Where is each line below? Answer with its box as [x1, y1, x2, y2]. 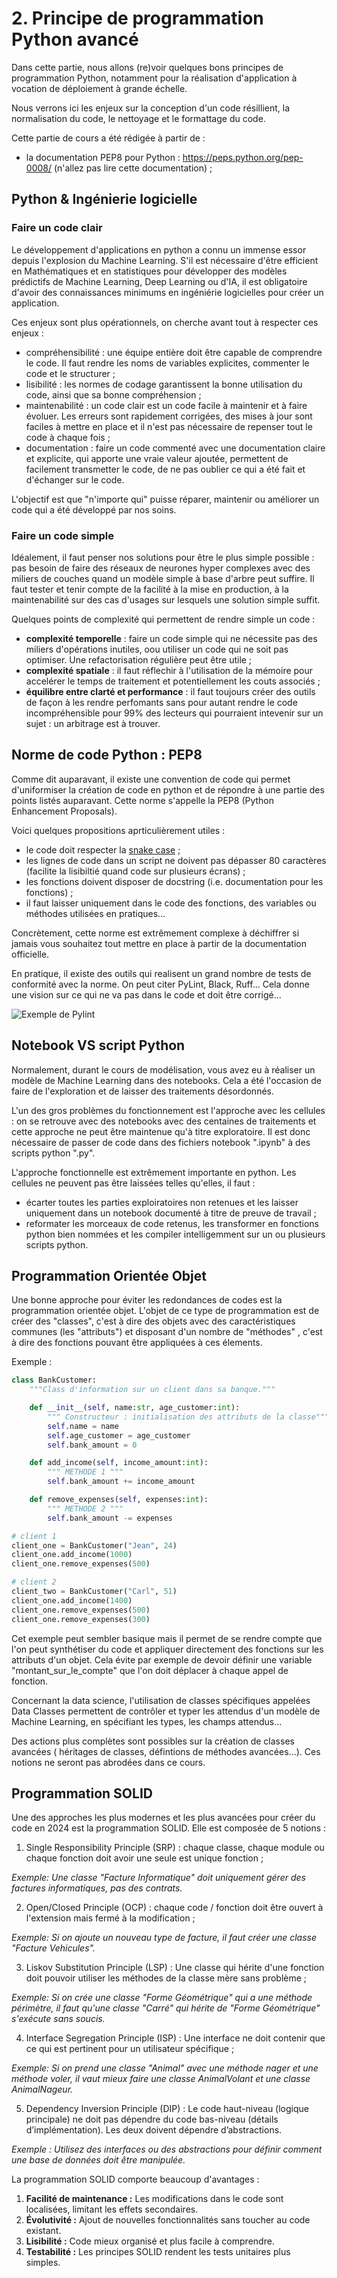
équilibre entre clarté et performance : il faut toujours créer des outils [25, 685, 316, 697]
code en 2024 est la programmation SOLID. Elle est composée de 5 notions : [11, 1822, 327, 1834]
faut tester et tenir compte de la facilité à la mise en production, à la [11, 583, 289, 595]
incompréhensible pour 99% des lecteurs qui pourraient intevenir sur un [25, 707, 324, 719]
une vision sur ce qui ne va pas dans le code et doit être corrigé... [11, 988, 282, 1001]
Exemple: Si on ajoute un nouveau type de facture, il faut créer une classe [11, 1932, 318, 1944]
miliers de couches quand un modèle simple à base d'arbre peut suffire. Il [11, 572, 315, 584]
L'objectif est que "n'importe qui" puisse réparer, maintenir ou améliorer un [11, 493, 320, 505]
